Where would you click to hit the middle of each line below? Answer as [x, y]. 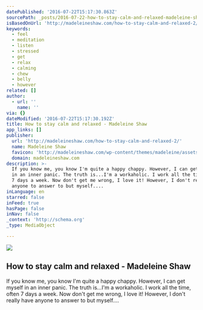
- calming [24, 68]
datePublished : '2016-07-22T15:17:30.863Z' [62, 12]
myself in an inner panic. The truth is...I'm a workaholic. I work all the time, [99, 287]
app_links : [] [24, 130]
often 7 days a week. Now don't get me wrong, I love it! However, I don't [96, 294]
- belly [21, 79]
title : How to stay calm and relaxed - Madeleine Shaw [77, 124]
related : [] [21, 91]
